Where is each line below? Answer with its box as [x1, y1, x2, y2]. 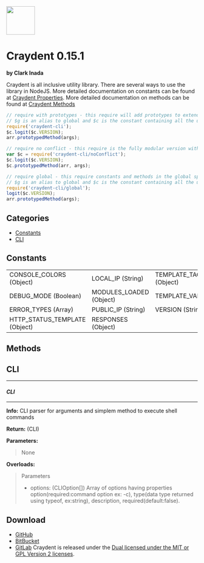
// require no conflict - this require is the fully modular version [6, 146, 186, 152]
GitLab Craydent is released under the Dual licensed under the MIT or [15, 544, 189, 551]
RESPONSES [92, 315, 128, 324]
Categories [6, 213, 50, 223]
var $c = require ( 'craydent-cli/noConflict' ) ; [6, 151, 126, 157]
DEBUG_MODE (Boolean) [9, 292, 82, 300]
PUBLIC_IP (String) [92, 305, 146, 313]
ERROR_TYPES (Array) [9, 305, 74, 313]
